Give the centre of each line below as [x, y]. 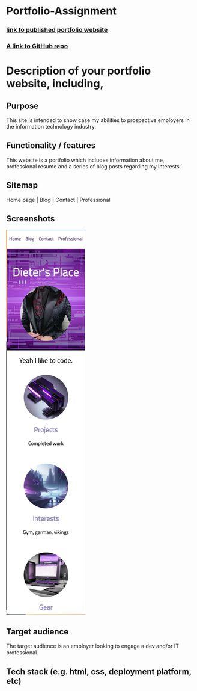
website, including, [55, 84]
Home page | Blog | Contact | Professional [58, 200]
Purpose [23, 106]
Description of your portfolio [79, 71]
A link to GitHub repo [37, 46]
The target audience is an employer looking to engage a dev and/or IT [92, 646]
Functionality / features [51, 146]
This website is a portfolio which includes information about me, [85, 160]
